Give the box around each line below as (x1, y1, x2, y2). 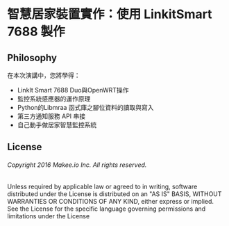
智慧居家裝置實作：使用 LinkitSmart (7, 6, 212, 22)
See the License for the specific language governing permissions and (7, 204, 206, 213)
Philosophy (7, 51, 58, 63)
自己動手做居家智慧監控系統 (17, 121, 97, 129)
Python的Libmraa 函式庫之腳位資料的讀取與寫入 (17, 104, 154, 111)
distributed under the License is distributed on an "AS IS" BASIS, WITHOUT (7, 189, 222, 198)
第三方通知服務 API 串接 (17, 112, 86, 120)
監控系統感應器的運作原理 (17, 95, 91, 103)
